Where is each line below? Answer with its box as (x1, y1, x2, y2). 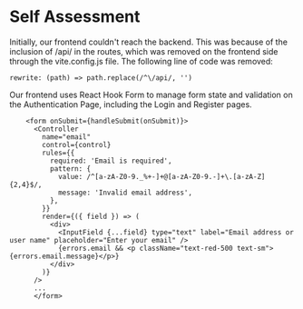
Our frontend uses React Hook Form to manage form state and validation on (9, 89, 293, 100)
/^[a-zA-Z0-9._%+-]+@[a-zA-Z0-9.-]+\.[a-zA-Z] (86, 172, 266, 181)
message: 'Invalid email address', (57, 188, 193, 197)
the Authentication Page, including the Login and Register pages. (9, 98, 252, 110)
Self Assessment (9, 6, 141, 27)
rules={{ (42, 148, 75, 157)
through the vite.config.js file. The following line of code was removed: (9, 55, 274, 66)
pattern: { (49, 164, 92, 174)
